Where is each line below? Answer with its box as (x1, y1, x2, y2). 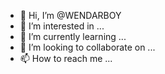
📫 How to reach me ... (19, 53, 113, 64)
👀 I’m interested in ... (19, 20, 105, 32)
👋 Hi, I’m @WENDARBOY (19, 10, 122, 21)
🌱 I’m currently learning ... (19, 31, 127, 42)
